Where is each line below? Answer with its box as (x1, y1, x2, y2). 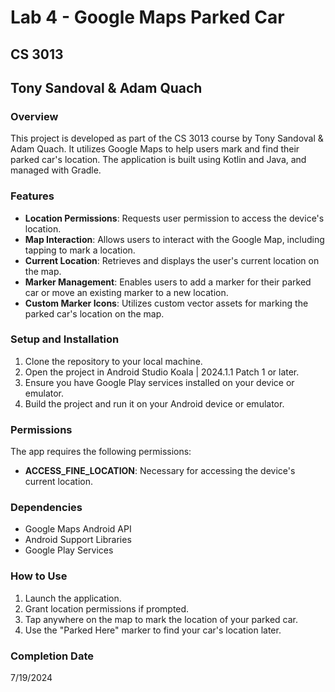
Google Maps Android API (24, 523, 132, 535)
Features (10, 189, 55, 203)
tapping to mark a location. (24, 244, 136, 256)
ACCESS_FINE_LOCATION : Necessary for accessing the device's (24, 465, 296, 477)
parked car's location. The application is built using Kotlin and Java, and (10, 154, 307, 166)
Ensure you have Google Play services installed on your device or (24, 376, 295, 388)
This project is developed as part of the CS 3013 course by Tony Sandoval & (10, 132, 324, 145)
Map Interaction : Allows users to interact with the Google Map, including (24, 233, 325, 245)
